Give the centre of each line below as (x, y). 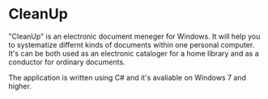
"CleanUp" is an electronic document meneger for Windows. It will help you (134, 36)
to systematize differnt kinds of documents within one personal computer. (132, 44)
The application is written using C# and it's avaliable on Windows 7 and (128, 77)
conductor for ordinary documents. (67, 62)
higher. (20, 86)
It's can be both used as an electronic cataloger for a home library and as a (134, 53)
